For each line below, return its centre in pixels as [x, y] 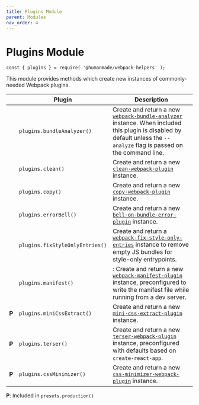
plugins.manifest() [46, 283]
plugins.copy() [40, 192]
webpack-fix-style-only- [147, 238]
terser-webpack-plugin [144, 337]
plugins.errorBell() [48, 215]
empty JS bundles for [142, 252]
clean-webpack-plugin [143, 169]
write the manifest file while [151, 290]
